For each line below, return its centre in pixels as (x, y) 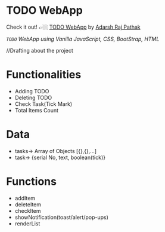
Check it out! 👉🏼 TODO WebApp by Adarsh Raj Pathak (74, 27)
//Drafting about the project (40, 50)
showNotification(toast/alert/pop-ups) (61, 217)
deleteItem (28, 204)
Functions (31, 181)
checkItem (28, 210)
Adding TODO (32, 91)
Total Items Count (36, 110)
